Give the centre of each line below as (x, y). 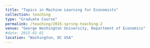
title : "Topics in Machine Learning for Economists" (62, 10)
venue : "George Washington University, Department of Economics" (75, 28)
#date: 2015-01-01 (24, 33)
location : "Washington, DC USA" (39, 38)
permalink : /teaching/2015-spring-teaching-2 (54, 24)
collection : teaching (28, 14)
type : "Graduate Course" (31, 19)
